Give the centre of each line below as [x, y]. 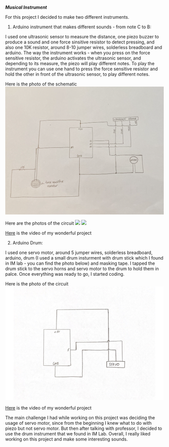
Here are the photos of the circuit [40, 223]
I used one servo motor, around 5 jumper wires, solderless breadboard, [79, 253]
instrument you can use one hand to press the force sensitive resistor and [82, 69]
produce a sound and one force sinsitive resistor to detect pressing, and [80, 42]
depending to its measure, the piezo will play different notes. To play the [80, 63]
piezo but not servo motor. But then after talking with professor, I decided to [84, 428]
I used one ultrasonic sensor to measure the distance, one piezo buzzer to [82, 37]
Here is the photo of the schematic [41, 84]
